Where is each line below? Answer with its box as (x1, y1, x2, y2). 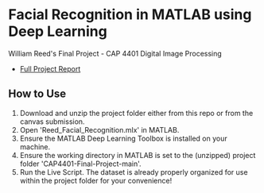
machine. (19, 141, 51, 152)
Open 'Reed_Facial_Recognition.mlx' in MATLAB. (19, 125, 180, 134)
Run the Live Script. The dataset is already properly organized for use (19, 167, 248, 176)
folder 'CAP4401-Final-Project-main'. (19, 159, 142, 168)
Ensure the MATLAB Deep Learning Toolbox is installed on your (19, 133, 228, 143)
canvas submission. (19, 117, 85, 126)
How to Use (8, 87, 67, 101)
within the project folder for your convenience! (19, 176, 173, 185)
